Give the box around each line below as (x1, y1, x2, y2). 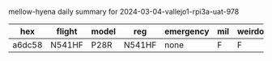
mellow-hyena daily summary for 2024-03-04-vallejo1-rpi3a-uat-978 (8, 7, 240, 16)
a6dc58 (12, 39, 43, 51)
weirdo (236, 26, 265, 37)
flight (56, 26, 78, 37)
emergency (164, 26, 210, 37)
